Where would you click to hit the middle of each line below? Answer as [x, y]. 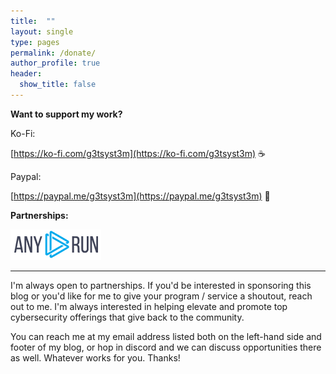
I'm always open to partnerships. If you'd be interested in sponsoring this [161, 285]
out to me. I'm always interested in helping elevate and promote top [149, 306]
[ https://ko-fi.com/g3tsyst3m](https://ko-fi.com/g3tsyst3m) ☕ [138, 153]
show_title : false [58, 85]
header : [26, 74]
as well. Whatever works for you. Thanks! [95, 357]
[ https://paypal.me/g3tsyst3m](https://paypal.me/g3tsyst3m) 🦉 [140, 196]
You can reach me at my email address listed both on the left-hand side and [166, 336]
